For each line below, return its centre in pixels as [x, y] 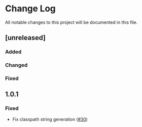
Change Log [30, 9]
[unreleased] [25, 38]
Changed [17, 65]
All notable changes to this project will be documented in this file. [71, 22]
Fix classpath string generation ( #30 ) [50, 119]
